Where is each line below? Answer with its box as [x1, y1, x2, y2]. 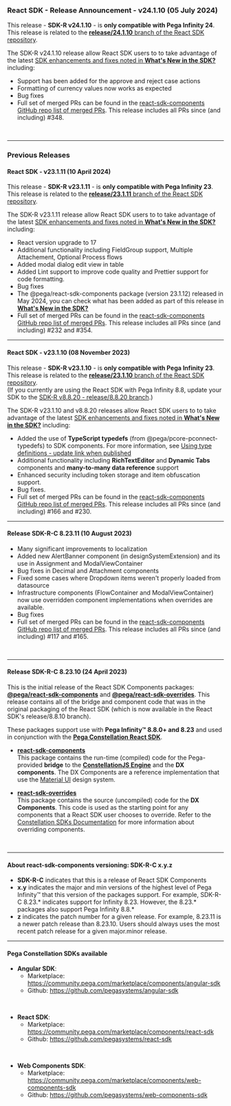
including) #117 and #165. [16, 632, 89, 641]
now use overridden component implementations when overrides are [16, 595, 213, 604]
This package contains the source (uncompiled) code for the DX [16, 796, 199, 804]
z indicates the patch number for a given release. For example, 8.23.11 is [16, 913, 221, 921]
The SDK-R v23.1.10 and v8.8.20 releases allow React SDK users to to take [7, 406, 217, 414]
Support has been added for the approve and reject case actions [16, 77, 201, 85]
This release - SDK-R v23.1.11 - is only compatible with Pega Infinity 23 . [7, 183, 213, 191]
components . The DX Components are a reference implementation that [16, 768, 220, 777]
